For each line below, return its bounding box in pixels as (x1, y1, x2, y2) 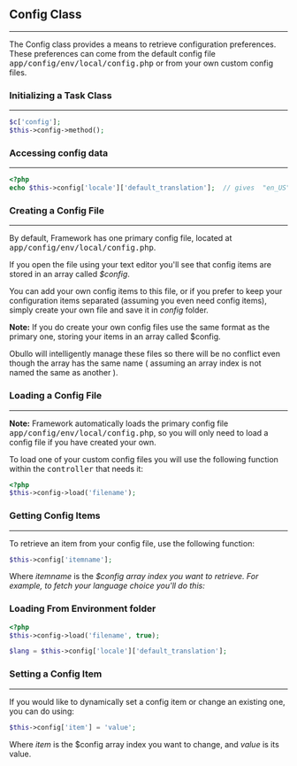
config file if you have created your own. (9, 437, 156, 447)
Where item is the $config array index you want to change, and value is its (9, 739, 280, 749)
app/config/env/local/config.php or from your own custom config (9, 58, 274, 68)
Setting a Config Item (9, 668, 103, 680)
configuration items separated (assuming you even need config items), (9, 296, 267, 306)
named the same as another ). (9, 368, 118, 378)
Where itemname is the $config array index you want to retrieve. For (9, 571, 259, 582)
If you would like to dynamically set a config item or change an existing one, (9, 696, 286, 707)
